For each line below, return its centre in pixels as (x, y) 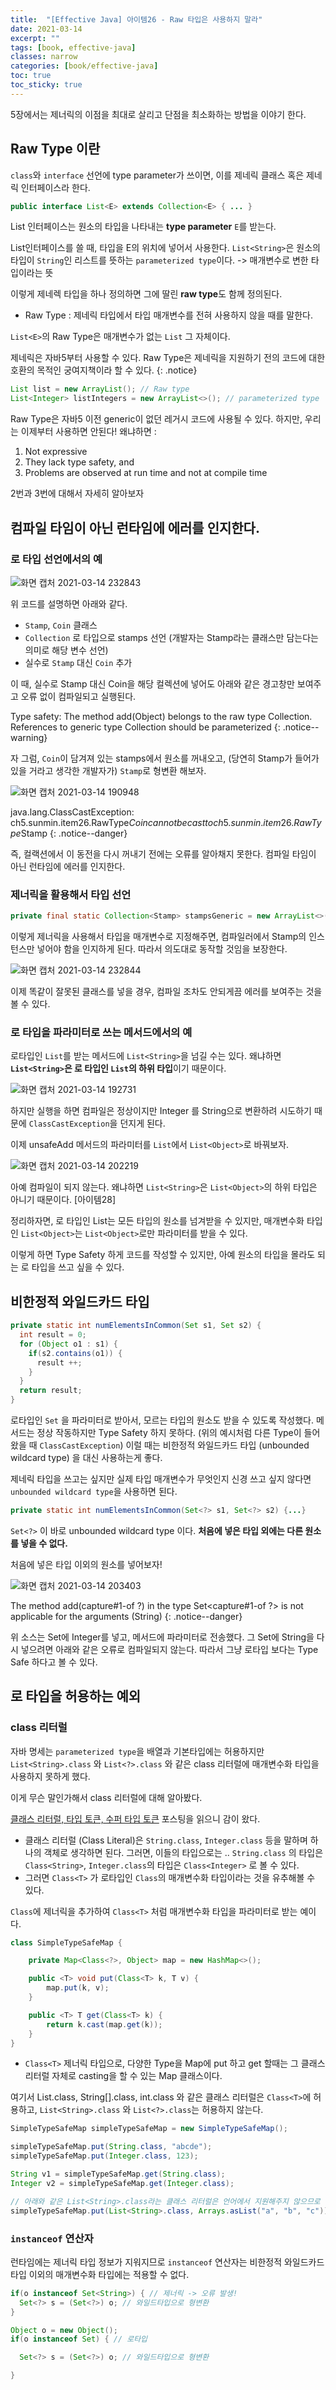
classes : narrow (44, 57)
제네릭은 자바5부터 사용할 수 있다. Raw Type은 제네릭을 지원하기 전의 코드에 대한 (168, 358)
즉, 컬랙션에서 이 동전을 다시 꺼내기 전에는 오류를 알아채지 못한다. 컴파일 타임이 (163, 853)
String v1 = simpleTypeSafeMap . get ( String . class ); (118, 2174)
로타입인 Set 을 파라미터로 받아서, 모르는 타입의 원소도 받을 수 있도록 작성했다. (162, 1420)
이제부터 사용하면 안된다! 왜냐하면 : (88, 432)
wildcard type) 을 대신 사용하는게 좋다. (86, 1458)
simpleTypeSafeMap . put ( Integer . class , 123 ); (104, 2156)
